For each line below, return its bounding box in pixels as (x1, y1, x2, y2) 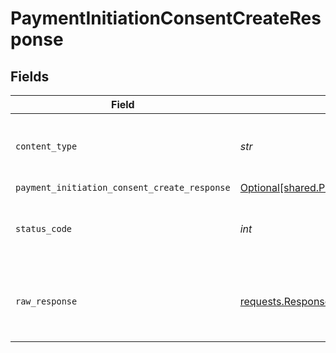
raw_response (15, 296, 78, 307)
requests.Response (239, 295, 332, 308)
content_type (15, 141, 78, 152)
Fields (10, 68, 50, 85)
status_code (15, 223, 73, 234)
